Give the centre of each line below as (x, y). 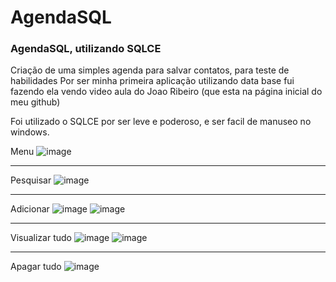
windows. (30, 132)
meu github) (35, 102)
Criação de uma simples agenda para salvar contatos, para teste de (150, 70)
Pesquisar (31, 180)
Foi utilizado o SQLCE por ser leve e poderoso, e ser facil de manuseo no (161, 122)
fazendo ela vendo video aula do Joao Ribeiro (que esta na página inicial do (166, 92)
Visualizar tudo (41, 238)
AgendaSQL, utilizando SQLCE (86, 49)
